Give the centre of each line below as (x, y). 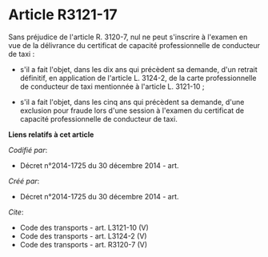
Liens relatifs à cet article (51, 135)
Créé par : (24, 181)
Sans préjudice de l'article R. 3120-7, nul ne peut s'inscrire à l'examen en (128, 37)
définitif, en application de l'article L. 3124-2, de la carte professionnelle (138, 78)
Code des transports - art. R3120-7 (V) (84, 244)
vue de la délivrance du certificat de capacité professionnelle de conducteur (134, 45)
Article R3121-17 (63, 15)
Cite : (16, 212)
